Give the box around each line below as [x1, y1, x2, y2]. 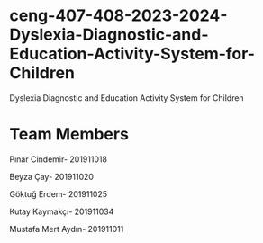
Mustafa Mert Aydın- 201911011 [9, 223, 124, 234]
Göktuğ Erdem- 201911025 [9, 188, 108, 199]
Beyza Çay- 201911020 [9, 171, 95, 182]
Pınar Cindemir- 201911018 [9, 154, 108, 165]
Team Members [9, 124, 129, 145]
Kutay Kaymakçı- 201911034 [9, 206, 114, 217]
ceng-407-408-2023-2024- [9, 5, 228, 26]
